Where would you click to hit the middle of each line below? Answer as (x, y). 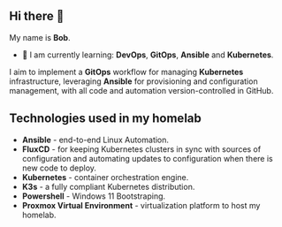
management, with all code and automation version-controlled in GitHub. (141, 90)
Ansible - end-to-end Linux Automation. (95, 140)
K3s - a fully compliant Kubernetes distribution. (108, 186)
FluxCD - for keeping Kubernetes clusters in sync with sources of (141, 149)
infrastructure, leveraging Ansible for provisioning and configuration (133, 81)
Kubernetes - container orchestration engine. (105, 177)
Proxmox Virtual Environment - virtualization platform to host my (141, 205)
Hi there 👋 (37, 16)
